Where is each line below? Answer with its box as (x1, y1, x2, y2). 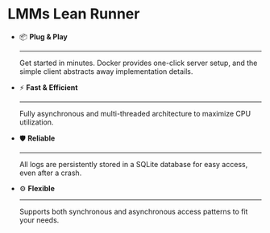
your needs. (19, 215, 60, 225)
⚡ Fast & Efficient (19, 82, 78, 92)
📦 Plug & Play (19, 31, 68, 41)
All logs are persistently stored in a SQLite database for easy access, (19, 159, 248, 169)
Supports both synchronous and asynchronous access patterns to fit (19, 206, 248, 216)
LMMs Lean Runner (7, 5, 140, 23)
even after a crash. (19, 168, 82, 178)
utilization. (19, 117, 54, 127)
